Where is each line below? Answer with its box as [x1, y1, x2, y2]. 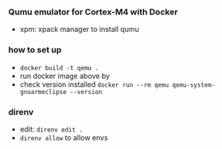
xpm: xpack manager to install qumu [19, 25, 139, 34]
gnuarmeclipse [19, 88, 67, 96]
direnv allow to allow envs [19, 132, 109, 142]
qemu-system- [172, 80, 216, 89]
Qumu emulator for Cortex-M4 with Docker [8, 6, 178, 18]
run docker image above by [19, 71, 110, 80]
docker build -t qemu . [19, 64, 99, 72]
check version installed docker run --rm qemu [19, 79, 169, 89]
